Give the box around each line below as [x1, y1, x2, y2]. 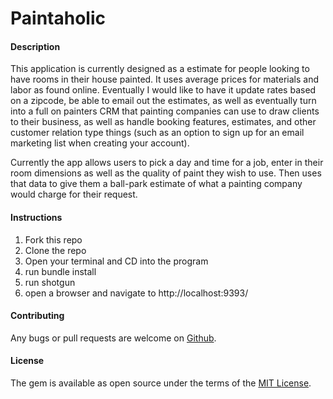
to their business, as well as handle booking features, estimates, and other [10, 116, 317, 128]
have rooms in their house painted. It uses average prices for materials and [10, 73, 320, 86]
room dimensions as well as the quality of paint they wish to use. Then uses [10, 167, 322, 179]
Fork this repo [24, 233, 83, 246]
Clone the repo [24, 244, 87, 256]
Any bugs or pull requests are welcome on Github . [10, 332, 217, 344]
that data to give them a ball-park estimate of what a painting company [10, 178, 303, 190]
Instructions [10, 211, 63, 223]
